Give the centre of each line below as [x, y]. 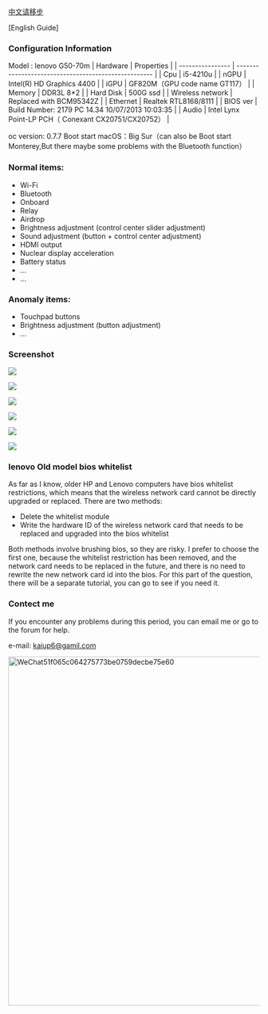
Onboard [34, 202]
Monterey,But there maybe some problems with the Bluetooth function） [127, 146]
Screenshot [31, 354]
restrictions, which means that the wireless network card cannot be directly [132, 493]
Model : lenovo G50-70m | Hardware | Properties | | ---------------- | [122, 66]
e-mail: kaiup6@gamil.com [52, 645]
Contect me [32, 604]
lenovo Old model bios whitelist [71, 467]
